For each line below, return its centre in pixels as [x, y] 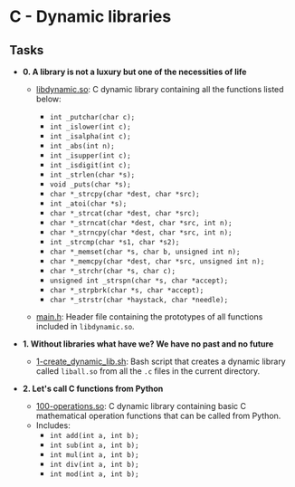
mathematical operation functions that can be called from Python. [158, 415]
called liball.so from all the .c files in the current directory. [148, 371]
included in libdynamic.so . [85, 326]
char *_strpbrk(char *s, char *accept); [127, 291]
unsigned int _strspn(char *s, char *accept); [139, 281]
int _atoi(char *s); [88, 204]
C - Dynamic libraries [90, 17]
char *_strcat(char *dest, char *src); [125, 214]
